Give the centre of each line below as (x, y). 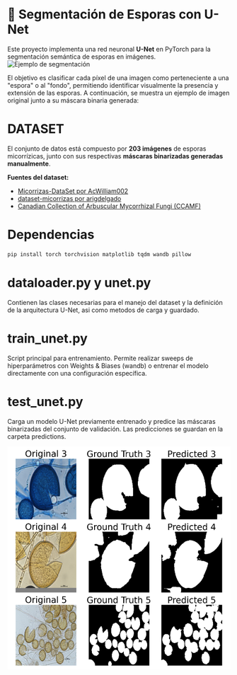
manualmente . (29, 163)
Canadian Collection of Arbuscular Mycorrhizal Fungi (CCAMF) (109, 206)
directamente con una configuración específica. (77, 373)
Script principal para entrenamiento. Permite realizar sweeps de (100, 358)
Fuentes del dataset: (38, 177)
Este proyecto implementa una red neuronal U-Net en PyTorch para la (109, 49)
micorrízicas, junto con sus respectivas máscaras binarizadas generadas (115, 156)
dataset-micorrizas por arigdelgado (69, 198)
